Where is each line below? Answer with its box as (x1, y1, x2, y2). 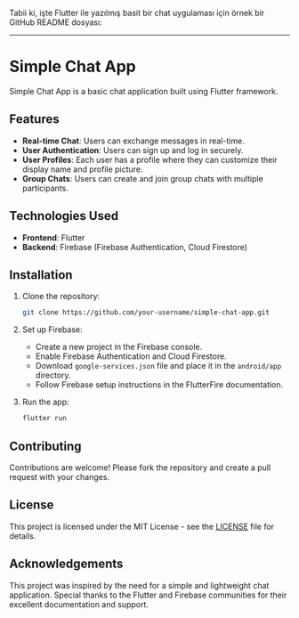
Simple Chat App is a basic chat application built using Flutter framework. (9, 85, 279, 96)
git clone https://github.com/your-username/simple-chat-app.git (21, 308, 270, 317)
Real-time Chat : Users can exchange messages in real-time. (21, 135, 245, 146)
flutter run (21, 414, 67, 423)
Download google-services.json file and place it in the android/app (35, 361, 282, 371)
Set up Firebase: (21, 324, 83, 335)
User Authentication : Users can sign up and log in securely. (21, 144, 244, 155)
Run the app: (21, 396, 69, 408)
